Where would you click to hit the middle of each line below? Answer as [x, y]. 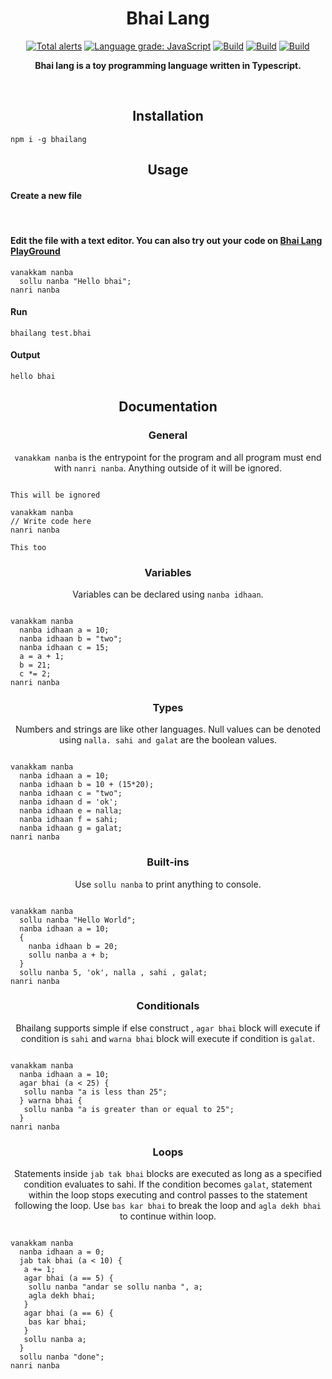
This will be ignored [55, 495]
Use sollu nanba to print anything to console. [168, 884]
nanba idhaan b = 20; [73, 946]
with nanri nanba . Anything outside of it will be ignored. [168, 468]
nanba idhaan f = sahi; [68, 820]
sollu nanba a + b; [69, 955]
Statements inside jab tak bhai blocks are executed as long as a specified [168, 1174]
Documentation [168, 407]
